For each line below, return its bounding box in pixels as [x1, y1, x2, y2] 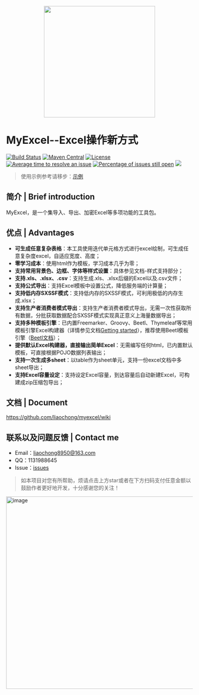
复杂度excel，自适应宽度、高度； [20, 252, 101, 259]
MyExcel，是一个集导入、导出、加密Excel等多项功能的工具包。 [6, 209, 160, 216]
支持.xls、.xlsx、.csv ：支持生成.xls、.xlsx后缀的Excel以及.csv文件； [14, 274, 184, 282]
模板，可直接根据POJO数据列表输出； [14, 348, 108, 356]
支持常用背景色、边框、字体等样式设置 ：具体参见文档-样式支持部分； [14, 267, 184, 274]
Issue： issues [14, 464, 49, 471]
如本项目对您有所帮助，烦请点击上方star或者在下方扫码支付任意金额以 [20, 477, 191, 484]
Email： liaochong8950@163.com [14, 449, 96, 457]
